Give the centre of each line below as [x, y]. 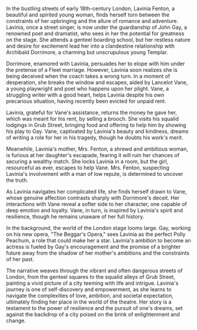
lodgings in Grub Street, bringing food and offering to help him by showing [96, 125]
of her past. [20, 259]
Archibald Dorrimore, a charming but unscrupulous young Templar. [87, 52]
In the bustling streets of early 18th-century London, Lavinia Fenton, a [91, 9]
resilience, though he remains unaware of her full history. [75, 216]
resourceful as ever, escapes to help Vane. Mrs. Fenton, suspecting [88, 168]
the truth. [17, 180]
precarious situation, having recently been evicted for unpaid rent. [86, 101]
